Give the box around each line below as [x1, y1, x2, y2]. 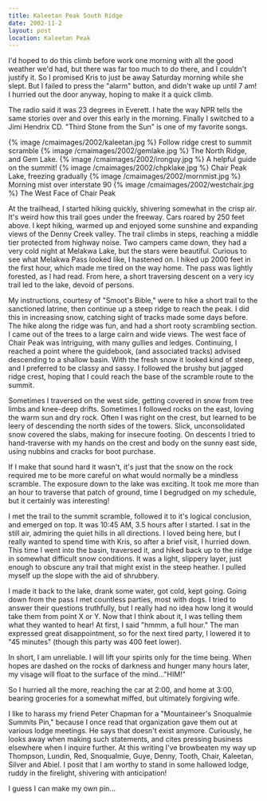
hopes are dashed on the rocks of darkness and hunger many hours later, [8, 661, 250, 671]
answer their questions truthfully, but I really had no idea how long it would [8, 603, 253, 613]
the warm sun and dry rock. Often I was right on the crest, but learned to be [8, 412, 257, 423]
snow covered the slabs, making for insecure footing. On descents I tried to [8, 430, 256, 440]
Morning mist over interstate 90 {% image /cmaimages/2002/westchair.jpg [8, 180, 254, 190]
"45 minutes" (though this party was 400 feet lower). [8, 637, 182, 647]
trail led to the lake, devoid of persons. [8, 280, 135, 290]
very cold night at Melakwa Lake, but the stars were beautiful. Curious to [8, 247, 247, 256]
